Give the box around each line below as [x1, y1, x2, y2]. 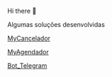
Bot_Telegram [7, 61, 47, 70]
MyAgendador [7, 48, 49, 56]
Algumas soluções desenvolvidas [7, 20, 105, 28]
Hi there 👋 [7, 7, 37, 15]
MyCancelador [7, 34, 51, 42]
